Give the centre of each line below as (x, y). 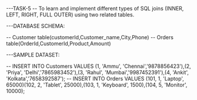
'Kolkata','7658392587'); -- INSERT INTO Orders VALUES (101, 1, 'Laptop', (95, 79)
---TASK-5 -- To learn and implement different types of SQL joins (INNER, (95, 8)
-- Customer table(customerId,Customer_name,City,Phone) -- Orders (90, 37)
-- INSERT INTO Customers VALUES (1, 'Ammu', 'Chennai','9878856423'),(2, (98, 66)
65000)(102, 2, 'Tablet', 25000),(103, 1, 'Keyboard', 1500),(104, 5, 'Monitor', (97, 85)
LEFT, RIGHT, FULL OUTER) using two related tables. (70, 15)
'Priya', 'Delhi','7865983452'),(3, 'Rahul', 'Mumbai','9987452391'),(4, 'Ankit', (98, 72)
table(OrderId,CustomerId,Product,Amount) (59, 44)
